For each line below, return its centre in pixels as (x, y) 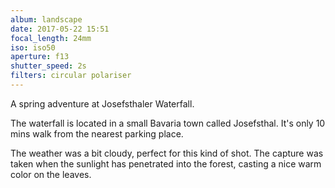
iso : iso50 (33, 47)
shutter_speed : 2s (48, 66)
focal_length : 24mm (51, 38)
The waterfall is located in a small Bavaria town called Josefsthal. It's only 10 (168, 123)
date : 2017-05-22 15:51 (60, 29)
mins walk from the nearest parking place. (97, 133)
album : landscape (46, 19)
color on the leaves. (51, 174)
